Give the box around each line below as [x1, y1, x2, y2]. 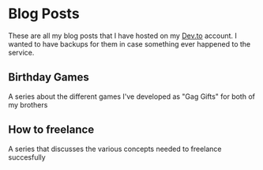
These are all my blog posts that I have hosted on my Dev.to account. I [8, 31, 237, 40]
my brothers [8, 100, 48, 109]
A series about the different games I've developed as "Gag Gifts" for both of [8, 92, 255, 101]
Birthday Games [8, 70, 89, 84]
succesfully [8, 152, 46, 162]
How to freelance [8, 123, 95, 137]
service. [8, 47, 35, 57]
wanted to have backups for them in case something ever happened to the [8, 39, 251, 48]
